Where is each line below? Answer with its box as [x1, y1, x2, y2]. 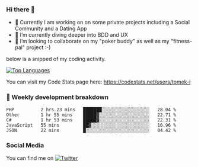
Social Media [6, 141, 44, 149]
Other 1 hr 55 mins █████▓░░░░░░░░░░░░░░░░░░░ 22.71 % [6, 112, 177, 118]
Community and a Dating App [14, 25, 87, 32]
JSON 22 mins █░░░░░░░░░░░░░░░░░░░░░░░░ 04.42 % [6, 127, 177, 133]
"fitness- [171, 38, 193, 45]
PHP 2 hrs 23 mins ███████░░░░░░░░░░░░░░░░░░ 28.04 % [6, 107, 177, 113]
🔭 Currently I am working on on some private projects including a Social [14, 19, 190, 26]
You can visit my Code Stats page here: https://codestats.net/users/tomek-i [6, 78, 191, 85]
